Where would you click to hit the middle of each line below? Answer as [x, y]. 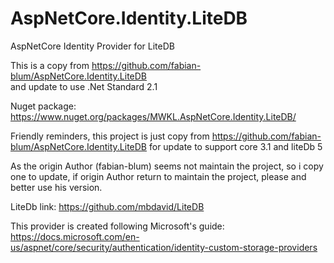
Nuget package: [43, 106]
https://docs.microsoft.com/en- [75, 236]
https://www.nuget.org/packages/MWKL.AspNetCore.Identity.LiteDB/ [153, 116]
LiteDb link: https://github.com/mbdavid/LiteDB [107, 206]
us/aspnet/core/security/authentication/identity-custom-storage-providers [164, 247]
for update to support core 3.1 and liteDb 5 [235, 146]
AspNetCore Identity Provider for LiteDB [92, 46]
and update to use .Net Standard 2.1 [84, 86]
